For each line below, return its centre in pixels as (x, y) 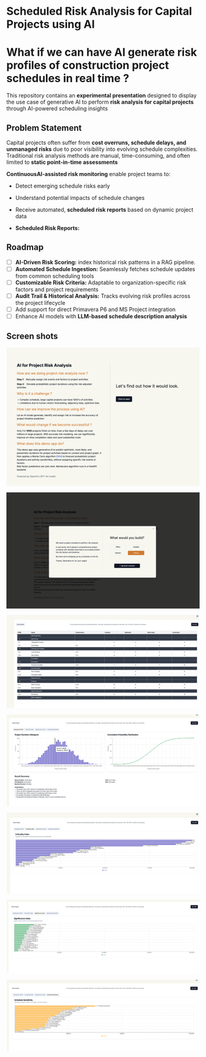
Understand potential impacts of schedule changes (80, 198)
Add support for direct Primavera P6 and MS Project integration (95, 309)
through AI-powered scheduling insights (57, 109)
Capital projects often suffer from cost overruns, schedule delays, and (97, 142)
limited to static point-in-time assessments (62, 162)
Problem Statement (44, 128)
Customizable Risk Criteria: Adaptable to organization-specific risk (101, 282)
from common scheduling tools (55, 276)
